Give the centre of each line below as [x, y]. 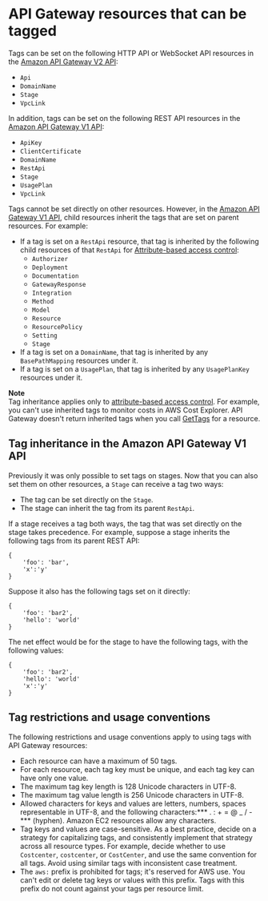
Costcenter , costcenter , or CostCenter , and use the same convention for [138, 855]
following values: [36, 650]
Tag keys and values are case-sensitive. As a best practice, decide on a [138, 829]
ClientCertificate [50, 151]
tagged [33, 31]
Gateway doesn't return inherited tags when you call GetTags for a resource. [134, 418]
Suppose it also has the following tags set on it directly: [99, 591]
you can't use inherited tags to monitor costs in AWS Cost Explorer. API [126, 410]
